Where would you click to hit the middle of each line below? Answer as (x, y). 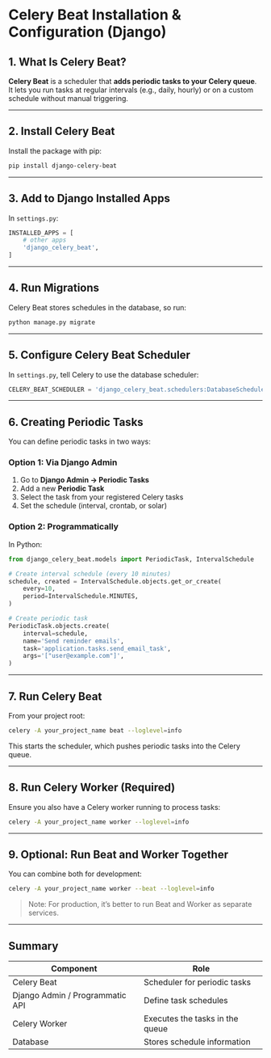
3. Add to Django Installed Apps (90, 198)
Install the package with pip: (55, 150)
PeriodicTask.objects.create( (59, 626)
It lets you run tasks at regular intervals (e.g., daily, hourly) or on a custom (131, 90)
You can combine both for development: (75, 874)
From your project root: (47, 715)
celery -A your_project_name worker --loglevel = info (99, 822)
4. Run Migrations (54, 288)
